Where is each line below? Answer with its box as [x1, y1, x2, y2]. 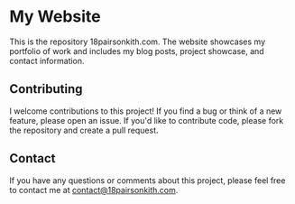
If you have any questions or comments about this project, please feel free [9, 174, 286, 186]
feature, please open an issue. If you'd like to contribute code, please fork [9, 115, 284, 125]
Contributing [9, 81, 83, 97]
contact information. [9, 55, 85, 66]
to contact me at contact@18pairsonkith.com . [9, 184, 179, 195]
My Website [9, 6, 101, 27]
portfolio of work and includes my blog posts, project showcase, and [9, 45, 264, 56]
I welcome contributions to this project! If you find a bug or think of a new [9, 106, 282, 116]
